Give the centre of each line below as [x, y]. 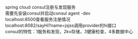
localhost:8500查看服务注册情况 [38, 19]
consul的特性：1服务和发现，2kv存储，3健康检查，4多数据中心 [69, 31]
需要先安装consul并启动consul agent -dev [48, 13]
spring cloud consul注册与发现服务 [40, 7]
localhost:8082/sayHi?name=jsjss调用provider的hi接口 [61, 25]
